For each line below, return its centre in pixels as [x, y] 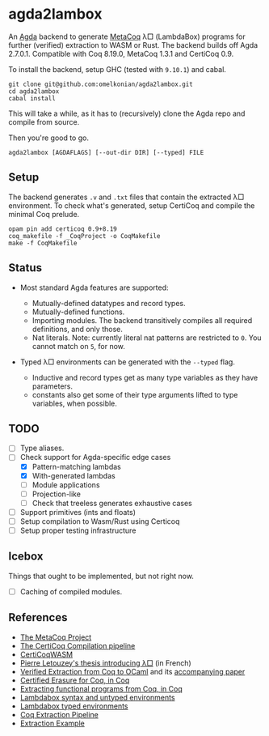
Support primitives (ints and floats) [78, 512]
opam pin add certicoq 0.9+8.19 [63, 229]
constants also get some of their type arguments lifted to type [135, 394]
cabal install [32, 98]
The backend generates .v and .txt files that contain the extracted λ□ [126, 197]
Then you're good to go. [48, 138]
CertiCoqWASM [46, 654]
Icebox [26, 557]
